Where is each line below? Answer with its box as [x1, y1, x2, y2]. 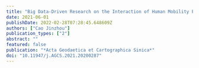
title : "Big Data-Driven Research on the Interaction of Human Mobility [6, 8, 190, 15]
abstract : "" [6, 36, 38, 42]
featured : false [6, 42, 46, 48]
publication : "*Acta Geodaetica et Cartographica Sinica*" [6, 47, 155, 53]
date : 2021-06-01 [6, 14, 49, 20]
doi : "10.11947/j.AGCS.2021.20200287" [6, 53, 102, 59]
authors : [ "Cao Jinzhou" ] [6, 25, 70, 31]
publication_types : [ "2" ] [6, 31, 70, 37]
